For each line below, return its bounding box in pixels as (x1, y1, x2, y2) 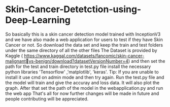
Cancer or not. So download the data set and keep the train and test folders (5, 42, 163, 48)
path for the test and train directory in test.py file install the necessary (5, 63, 151, 69)
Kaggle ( (5, 52, 23, 59)
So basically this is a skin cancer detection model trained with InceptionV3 (5, 31, 161, 37)
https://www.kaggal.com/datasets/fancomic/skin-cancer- (23, 52, 145, 59)
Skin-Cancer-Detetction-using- (5, 4, 142, 15)
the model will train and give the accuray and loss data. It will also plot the (5, 80, 160, 86)
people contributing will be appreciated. (5, 95, 89, 102)
